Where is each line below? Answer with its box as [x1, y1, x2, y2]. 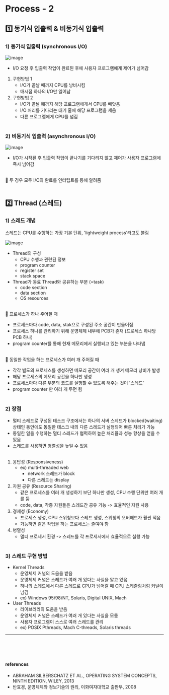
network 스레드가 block [27, 470, 75, 476]
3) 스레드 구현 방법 [5, 552, 48, 560]
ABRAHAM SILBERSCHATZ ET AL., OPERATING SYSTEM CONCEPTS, [12, 672, 157, 678]
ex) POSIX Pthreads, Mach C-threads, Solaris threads [20, 624, 131, 631]
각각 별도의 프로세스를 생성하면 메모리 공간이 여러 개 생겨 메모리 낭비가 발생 [12, 367, 160, 373]
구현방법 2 [12, 94, 33, 101]
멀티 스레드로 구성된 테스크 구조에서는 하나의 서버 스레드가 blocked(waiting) [12, 418, 163, 424]
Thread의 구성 [12, 250, 41, 256]
